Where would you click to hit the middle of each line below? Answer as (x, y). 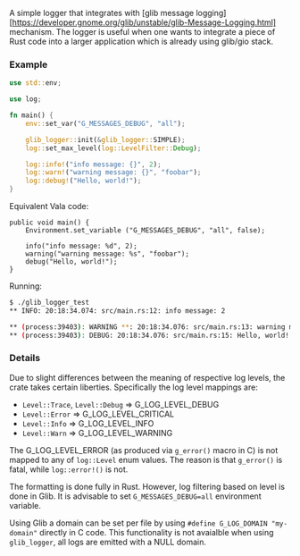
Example (29, 64)
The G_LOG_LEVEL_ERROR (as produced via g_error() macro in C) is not (144, 450)
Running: (26, 286)
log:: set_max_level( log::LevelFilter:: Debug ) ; (113, 148)
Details (25, 358)
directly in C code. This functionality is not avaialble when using (157, 532)
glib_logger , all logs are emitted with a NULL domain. (108, 542)
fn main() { (31, 115)
